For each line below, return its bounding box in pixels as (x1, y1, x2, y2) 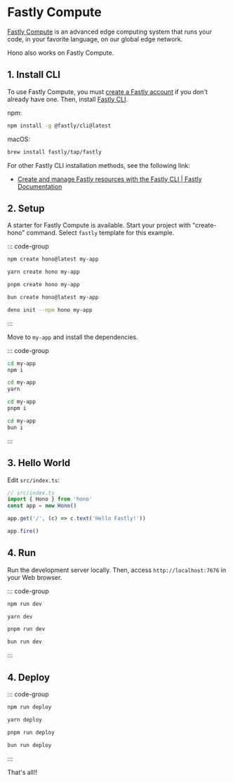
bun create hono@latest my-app (7, 293, 99, 300)
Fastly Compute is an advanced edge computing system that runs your (7, 27, 213, 36)
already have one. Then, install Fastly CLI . (7, 95, 128, 103)
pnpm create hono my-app (7, 281, 80, 289)
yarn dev (7, 613, 33, 620)
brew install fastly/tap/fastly (7, 148, 102, 155)
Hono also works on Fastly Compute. (7, 48, 114, 57)
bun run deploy (7, 741, 52, 748)
